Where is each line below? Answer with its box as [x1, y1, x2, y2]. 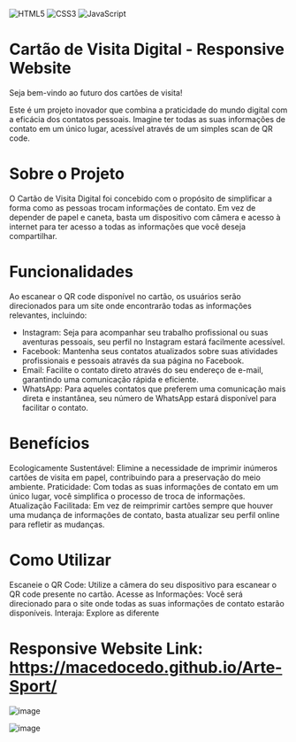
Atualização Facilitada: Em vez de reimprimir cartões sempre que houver [9, 500, 274, 511]
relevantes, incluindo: [9, 310, 87, 321]
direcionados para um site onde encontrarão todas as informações [9, 300, 252, 311]
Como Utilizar [9, 550, 112, 570]
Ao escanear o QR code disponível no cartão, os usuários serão [9, 290, 241, 301]
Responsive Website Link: [9, 638, 203, 659]
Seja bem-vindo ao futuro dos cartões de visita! [9, 87, 183, 97]
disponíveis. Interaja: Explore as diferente [9, 607, 160, 618]
